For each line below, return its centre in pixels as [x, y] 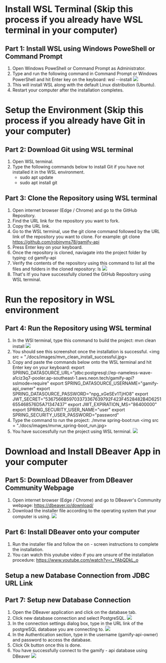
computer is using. [31, 516]
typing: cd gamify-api [34, 257]
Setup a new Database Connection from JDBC [78, 576]
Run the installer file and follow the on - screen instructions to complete [85, 544]
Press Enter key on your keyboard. [48, 247]
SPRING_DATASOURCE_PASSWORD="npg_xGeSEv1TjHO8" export [80, 394]
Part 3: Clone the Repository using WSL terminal [81, 198]
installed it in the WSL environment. [49, 172]
